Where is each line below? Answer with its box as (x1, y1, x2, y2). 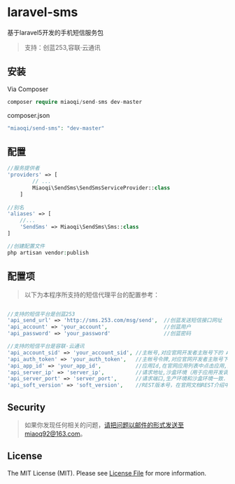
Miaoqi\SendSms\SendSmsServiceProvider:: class (32, 184, 171, 191)
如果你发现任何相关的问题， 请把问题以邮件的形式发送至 (24, 420, 184, 429)
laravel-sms (7, 4, 78, 20)
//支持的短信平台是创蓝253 (7, 310, 76, 318)
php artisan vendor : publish (7, 249, 90, 256)
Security (7, 401, 45, 413)
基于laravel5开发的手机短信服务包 (7, 28, 104, 36)
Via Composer (7, 85, 49, 93)
